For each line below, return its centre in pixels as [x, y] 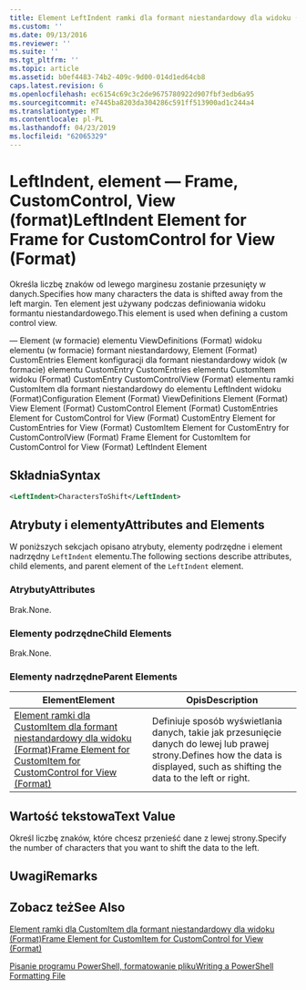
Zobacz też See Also [67, 907]
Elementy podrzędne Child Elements [91, 633]
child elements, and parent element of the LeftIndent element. [127, 566]
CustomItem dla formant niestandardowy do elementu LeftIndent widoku [146, 389]
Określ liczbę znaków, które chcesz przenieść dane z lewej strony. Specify [148, 838]
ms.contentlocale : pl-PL [56, 119]
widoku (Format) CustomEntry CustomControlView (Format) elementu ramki [152, 379]
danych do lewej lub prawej [210, 744]
